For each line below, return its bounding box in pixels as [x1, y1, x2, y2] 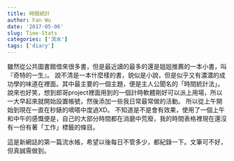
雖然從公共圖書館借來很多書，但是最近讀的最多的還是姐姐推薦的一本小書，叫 [7, 62, 227, 70]
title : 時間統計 [7, 10, 50, 17]
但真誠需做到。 [7, 146, 50, 155]
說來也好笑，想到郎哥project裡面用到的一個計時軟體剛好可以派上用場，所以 [7, 88, 223, 96]
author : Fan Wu [7, 17, 52, 24]
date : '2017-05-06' [7, 23, 64, 30]
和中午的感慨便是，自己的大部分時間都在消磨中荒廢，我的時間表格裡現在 [7, 115, 214, 122]
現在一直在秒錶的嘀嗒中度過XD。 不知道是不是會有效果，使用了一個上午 [19, 105, 225, 114]
